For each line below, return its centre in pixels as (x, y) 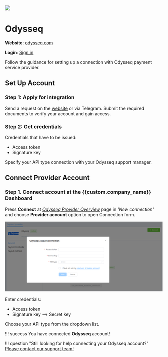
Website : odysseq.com (29, 43)
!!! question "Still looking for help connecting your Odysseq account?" (77, 343)
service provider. (22, 67)
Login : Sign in (19, 52)
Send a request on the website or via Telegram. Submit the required (75, 108)
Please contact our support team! (39, 349)
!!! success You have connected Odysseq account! (58, 334)
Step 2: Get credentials (34, 126)
